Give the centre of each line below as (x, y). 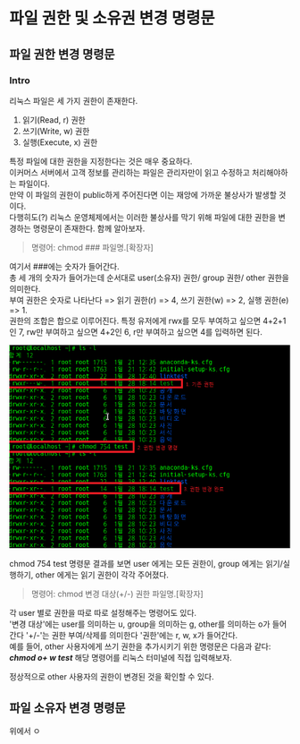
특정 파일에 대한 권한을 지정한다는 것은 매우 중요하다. (101, 161)
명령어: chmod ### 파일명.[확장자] (92, 247)
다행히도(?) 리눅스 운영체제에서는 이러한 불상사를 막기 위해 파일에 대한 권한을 (143, 217)
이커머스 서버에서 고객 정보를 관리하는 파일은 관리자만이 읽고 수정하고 (129, 172)
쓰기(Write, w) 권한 (56, 131)
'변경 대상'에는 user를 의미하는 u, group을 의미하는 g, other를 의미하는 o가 (140, 624)
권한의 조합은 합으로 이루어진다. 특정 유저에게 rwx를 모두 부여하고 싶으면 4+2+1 (148, 321)
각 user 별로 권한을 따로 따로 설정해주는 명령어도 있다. (103, 613)
